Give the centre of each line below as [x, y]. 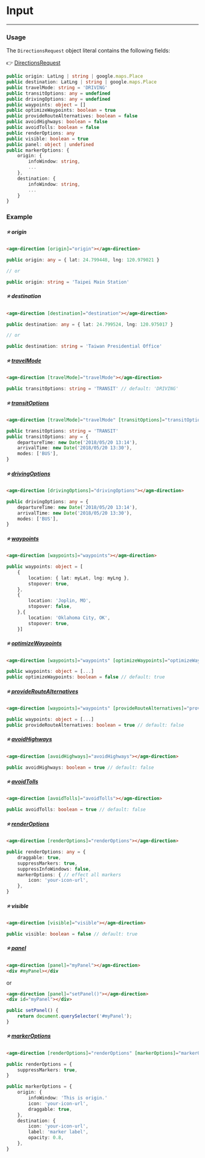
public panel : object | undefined [50, 144]
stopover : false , [50, 606]
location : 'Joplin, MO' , [60, 601]
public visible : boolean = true [47, 139]
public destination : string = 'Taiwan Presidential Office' [85, 346]
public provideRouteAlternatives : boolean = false [72, 116]
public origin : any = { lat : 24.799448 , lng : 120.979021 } [83, 260]
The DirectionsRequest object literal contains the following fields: [88, 51]
